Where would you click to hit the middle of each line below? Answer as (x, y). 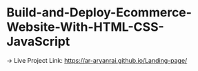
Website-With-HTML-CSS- (86, 27)
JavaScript (38, 42)
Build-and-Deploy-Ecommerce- (99, 13)
